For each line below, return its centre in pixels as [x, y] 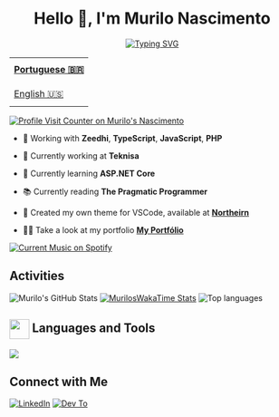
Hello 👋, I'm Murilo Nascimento [152, 19]
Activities [37, 276]
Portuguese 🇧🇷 [49, 70]
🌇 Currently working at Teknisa [81, 155]
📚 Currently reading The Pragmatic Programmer [115, 191]
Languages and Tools [93, 329]
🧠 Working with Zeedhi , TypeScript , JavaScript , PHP [122, 138]
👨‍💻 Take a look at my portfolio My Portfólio [103, 229]
